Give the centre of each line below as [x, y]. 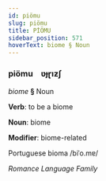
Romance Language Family [53, 169]
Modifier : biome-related [47, 138]
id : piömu [25, 16]
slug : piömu [28, 23]
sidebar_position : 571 [45, 38]
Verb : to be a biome [41, 107]
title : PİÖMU [30, 30]
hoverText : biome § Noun [49, 45]
